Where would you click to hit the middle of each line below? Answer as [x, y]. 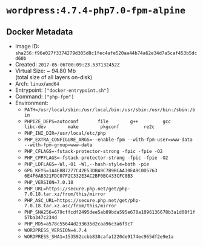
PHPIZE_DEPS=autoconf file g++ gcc [98, 121]
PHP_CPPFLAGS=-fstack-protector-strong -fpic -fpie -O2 [96, 158]
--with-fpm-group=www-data [58, 145]
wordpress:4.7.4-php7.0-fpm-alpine [96, 11]
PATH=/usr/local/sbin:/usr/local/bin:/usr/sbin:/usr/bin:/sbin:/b [110, 110]
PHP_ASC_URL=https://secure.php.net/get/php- [82, 201]
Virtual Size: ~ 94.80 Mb [45, 71]
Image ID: [27, 46]
